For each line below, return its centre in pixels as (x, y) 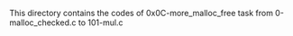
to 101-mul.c (101, 22)
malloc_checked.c (43, 22)
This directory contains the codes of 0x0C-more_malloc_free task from (141, 13)
